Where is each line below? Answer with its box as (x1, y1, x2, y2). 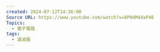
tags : (6, 31, 20, 37)
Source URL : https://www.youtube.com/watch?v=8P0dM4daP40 (6, 14, 154, 20)
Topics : (6, 20, 26, 26)
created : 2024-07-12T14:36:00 (6, 8, 82, 15)
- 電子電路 (11, 25, 35, 32)
